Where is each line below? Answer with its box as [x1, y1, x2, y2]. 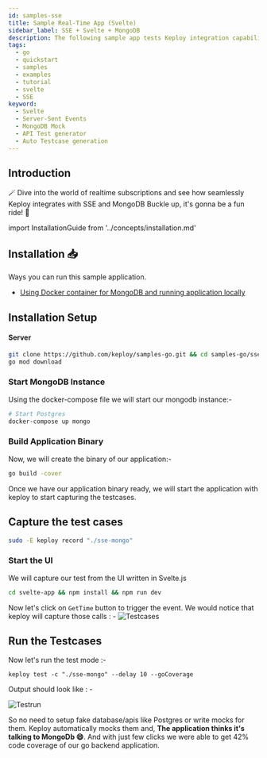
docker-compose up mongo [8, 417, 91, 425]
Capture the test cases [8, 515, 123, 529]
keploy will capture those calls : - [8, 611, 117, 621]
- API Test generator [15, 129, 87, 137]
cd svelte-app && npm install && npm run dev [8, 588, 161, 596]
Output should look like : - [8, 684, 93, 695]
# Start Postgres [8, 410, 66, 417]
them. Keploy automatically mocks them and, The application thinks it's [8, 724, 245, 733]
